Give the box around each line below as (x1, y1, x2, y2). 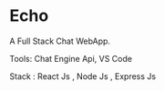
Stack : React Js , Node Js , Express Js (9, 70, 157, 82)
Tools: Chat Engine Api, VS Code (9, 53, 132, 64)
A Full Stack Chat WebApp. (9, 35, 111, 46)
